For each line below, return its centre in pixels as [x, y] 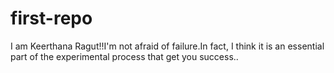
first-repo [51, 18]
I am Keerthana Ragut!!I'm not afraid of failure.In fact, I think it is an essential [167, 46]
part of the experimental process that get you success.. [124, 56]
